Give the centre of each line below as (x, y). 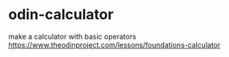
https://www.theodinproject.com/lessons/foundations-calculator (114, 44)
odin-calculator (61, 15)
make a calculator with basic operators (72, 36)
